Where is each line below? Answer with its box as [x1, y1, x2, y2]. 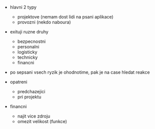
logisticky [17, 49, 37, 55]
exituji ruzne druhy [9, 29, 48, 34]
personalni [17, 44, 39, 49]
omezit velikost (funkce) [17, 119, 67, 124]
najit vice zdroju [17, 113, 50, 119]
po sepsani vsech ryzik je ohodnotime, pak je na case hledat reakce [9, 69, 150, 75]
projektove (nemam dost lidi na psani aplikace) [17, 14, 113, 19]
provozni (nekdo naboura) [17, 19, 71, 25]
